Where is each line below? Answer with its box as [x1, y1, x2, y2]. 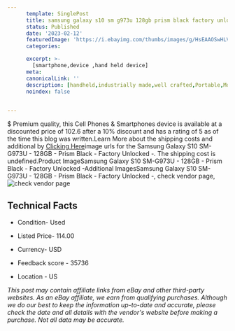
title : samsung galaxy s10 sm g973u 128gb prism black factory [25, 17, 215, 24]
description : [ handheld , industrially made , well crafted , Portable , [25, 81, 224, 88]
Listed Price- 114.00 [17, 232, 75, 240]
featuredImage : [25, 36, 71, 43]
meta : [25, 68, 42, 76]
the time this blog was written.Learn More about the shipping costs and [7, 134, 213, 143]
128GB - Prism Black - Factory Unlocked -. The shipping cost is [33, 150, 216, 158]
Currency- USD [17, 245, 62, 253]
